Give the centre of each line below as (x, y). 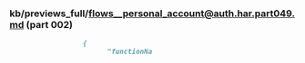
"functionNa (130, 52)
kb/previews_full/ (49, 13)
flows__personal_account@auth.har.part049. (192, 13)
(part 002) (49, 24)
